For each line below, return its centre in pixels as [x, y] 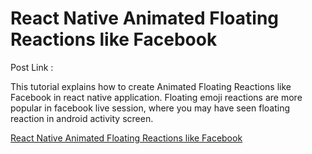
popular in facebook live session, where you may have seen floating [150, 108]
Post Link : [32, 67]
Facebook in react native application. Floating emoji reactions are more [156, 97]
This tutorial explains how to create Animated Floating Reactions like [151, 86]
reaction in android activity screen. [82, 118]
